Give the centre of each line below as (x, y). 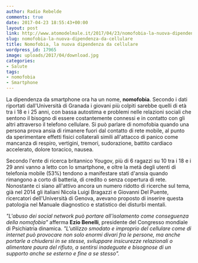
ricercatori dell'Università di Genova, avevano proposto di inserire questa (95, 198)
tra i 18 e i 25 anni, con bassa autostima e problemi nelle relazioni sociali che (99, 112)
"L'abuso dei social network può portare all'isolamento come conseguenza (98, 216)
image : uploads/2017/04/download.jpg (52, 55)
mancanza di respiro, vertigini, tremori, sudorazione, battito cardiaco (89, 143)
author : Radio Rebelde (34, 11)
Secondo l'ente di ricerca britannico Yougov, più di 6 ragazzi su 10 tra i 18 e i (99, 161)
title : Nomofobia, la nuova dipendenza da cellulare (72, 45)
